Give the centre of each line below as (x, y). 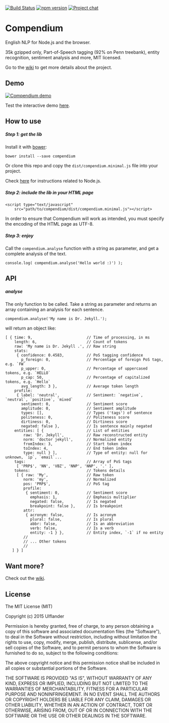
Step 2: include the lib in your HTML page (49, 192)
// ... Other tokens (45, 542)
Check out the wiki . (25, 579)
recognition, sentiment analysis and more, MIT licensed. (64, 57)
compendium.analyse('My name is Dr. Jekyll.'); (56, 319)
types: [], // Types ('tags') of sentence (87, 413)
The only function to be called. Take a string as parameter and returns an (81, 304)
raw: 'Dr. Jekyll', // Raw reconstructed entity (86, 435)
